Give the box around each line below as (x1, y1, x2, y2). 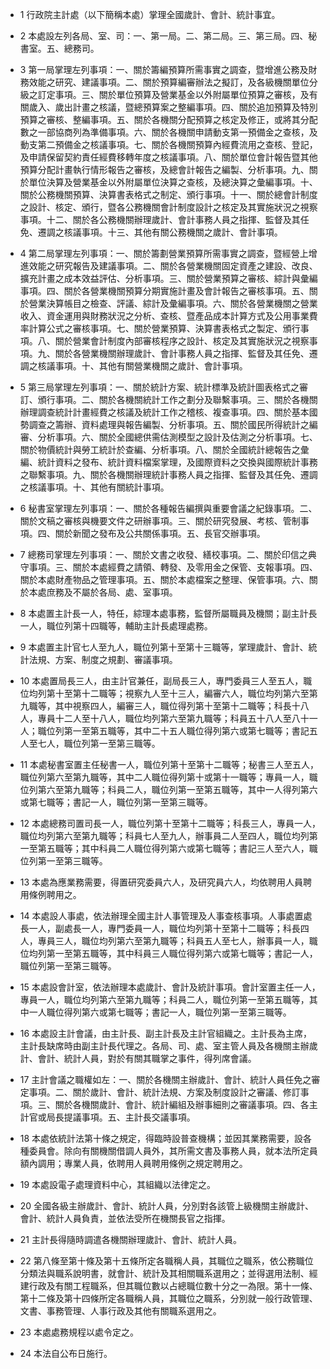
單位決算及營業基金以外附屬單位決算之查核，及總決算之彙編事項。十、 (28, 176, 318, 188)
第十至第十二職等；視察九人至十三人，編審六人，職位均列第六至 (46, 688, 310, 699)
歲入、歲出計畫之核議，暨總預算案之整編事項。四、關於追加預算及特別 (28, 101, 318, 113)
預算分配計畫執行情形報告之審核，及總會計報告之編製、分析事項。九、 (19, 164, 310, 175)
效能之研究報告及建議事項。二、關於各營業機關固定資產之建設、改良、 (28, 260, 318, 272)
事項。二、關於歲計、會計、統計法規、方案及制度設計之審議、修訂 (28, 1086, 301, 1098)
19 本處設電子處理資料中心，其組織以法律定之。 (19, 1179, 217, 1190)
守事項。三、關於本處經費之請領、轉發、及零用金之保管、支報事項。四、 (19, 561, 318, 573)
